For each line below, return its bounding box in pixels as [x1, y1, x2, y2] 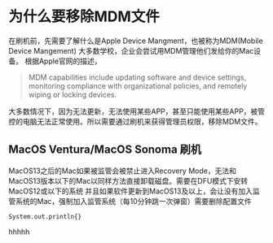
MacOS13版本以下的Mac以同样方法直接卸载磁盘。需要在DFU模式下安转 [8, 176, 249, 185]
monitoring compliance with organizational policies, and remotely [28, 80, 248, 90]
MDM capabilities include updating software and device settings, [28, 72, 247, 82]
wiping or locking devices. [28, 89, 117, 99]
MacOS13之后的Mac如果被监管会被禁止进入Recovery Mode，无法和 [8, 166, 236, 176]
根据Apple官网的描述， [24, 56, 102, 66]
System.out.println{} [8, 212, 82, 220]
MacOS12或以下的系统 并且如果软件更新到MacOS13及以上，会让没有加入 [8, 186, 253, 196]
